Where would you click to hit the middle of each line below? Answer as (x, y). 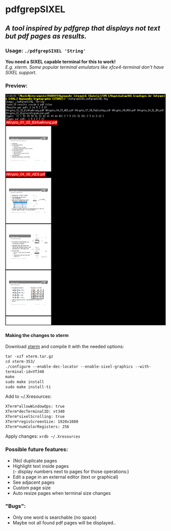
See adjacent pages (34, 482)
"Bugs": (16, 506)
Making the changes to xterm (37, 335)
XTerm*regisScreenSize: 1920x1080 (42, 422)
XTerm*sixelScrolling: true (35, 417)
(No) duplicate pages (35, 460)
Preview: (17, 86)
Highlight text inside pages (41, 466)
